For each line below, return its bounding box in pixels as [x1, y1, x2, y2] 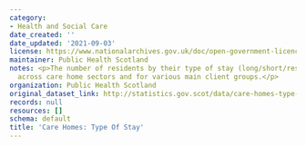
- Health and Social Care [9, 22, 107, 31]
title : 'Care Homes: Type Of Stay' [9, 123, 145, 132]
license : [9, 47, 43, 56]
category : [9, 13, 47, 23]
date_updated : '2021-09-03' [9, 38, 117, 48]
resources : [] [9, 106, 64, 115]
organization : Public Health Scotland [9, 81, 157, 90]
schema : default [9, 114, 71, 123]
